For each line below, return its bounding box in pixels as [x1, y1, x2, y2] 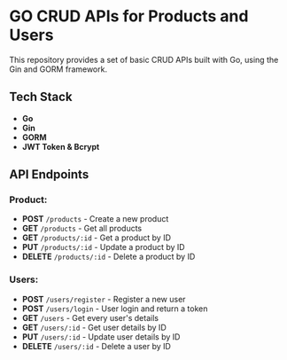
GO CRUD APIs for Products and [9, 6, 249, 27]
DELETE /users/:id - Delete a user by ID [21, 340, 171, 351]
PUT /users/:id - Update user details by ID [21, 331, 181, 342]
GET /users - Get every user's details [21, 312, 159, 323]
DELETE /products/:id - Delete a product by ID [21, 251, 196, 262]
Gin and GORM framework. [9, 64, 108, 74]
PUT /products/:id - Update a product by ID [21, 242, 185, 253]
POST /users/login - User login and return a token [21, 303, 208, 314]
